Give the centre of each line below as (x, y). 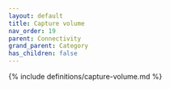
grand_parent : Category (49, 46)
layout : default (36, 16)
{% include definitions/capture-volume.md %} (85, 76)
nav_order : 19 (32, 31)
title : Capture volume (47, 23)
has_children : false (43, 53)
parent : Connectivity (45, 38)
